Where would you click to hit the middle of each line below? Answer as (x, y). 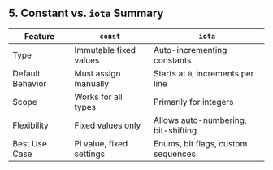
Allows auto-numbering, (200, 120)
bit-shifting (175, 130)
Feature (39, 36)
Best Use (30, 143)
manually (92, 83)
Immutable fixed (105, 50)
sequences (175, 154)
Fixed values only (108, 125)
